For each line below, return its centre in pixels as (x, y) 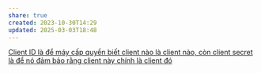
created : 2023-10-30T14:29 (53, 23)
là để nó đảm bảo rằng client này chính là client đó (90, 60)
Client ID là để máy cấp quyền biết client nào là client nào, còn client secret (130, 53)
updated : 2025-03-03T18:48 (53, 30)
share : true (28, 15)
